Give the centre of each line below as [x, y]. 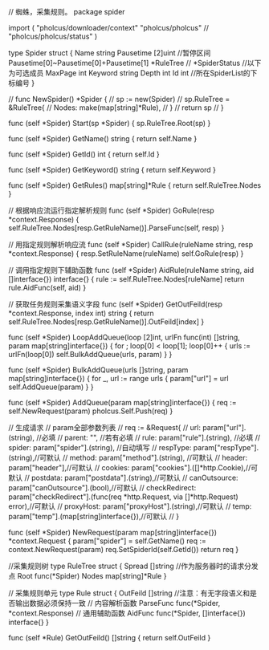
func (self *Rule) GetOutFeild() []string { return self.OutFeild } [110, 638]
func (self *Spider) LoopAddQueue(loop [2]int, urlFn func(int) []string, [124, 337]
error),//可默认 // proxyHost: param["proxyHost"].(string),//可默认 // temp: [130, 506]
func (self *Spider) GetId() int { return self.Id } [84, 154]
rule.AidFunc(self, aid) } [47, 288]
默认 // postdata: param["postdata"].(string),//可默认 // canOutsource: [123, 477]
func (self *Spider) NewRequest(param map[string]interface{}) [113, 532]
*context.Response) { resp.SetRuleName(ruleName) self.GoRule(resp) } [126, 254]
